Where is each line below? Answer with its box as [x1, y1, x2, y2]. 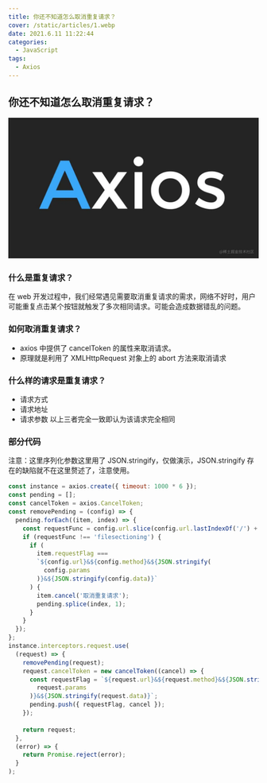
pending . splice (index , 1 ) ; [37, 600, 126, 608]
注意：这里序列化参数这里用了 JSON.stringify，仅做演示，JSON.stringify [8, 455, 246, 465]
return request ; [22, 726, 77, 734]
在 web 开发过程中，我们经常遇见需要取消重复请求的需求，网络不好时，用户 [8, 292, 256, 301]
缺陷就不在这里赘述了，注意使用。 [21, 466, 133, 475]
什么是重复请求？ [8, 273, 74, 284]
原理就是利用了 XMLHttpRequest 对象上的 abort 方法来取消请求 [19, 353, 226, 362]
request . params [37, 684, 87, 692]
